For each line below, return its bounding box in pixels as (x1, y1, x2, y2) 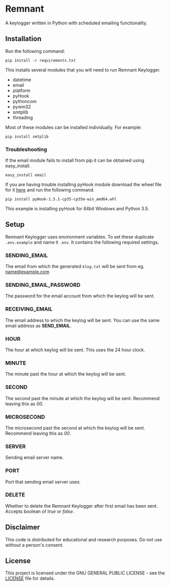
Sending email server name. (5, 454, 64, 461)
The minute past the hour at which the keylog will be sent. (5, 371, 126, 377)
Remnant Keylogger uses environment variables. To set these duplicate (5, 234, 154, 240)
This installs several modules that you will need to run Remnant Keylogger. (5, 67, 161, 73)
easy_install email (5, 173, 47, 178)
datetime (12, 77, 31, 83)
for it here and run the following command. (5, 187, 95, 193)
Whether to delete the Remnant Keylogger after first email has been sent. (5, 503, 158, 509)
